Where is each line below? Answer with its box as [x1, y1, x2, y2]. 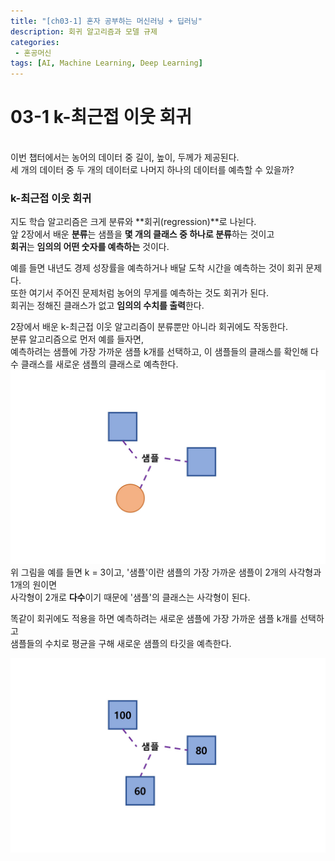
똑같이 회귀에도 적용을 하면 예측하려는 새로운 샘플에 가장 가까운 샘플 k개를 [10, 613, 298, 625]
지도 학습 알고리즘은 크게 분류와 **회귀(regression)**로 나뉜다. [10, 216, 257, 228]
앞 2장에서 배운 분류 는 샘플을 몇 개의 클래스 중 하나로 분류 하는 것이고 [10, 228, 275, 240]
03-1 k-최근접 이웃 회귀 [10, 106, 193, 129]
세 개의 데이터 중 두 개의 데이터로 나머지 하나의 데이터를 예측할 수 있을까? [10, 164, 295, 176]
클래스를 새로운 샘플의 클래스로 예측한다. [20, 358, 179, 370]
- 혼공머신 [14, 48, 52, 58]
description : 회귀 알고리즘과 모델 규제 [10, 26, 158, 37]
